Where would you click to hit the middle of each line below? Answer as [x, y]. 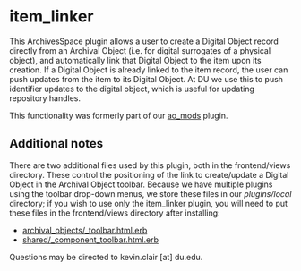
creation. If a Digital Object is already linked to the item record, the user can [149, 70]
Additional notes [56, 144]
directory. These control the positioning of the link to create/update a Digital [149, 174]
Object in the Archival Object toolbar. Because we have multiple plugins [141, 184]
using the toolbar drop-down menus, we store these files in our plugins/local [150, 193]
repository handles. [45, 98]
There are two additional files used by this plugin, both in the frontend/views [150, 165]
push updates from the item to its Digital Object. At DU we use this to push [146, 79]
